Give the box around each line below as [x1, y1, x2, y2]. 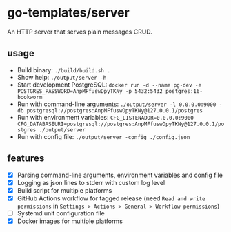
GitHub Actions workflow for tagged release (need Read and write [17, 194, 205, 202]
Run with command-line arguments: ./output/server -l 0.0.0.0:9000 [17, 100, 217, 108]
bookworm [17, 94, 43, 101]
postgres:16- [165, 87, 203, 94]
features [7, 153, 45, 165]
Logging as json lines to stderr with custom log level [17, 178, 165, 187]
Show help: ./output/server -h [17, 73, 107, 81]
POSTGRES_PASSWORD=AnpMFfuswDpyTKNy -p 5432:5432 [17, 87, 163, 94]
